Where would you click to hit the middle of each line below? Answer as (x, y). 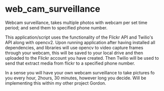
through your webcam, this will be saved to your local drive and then (74, 53)
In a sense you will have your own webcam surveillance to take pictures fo (80, 72)
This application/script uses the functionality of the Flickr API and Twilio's (79, 37)
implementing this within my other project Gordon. (56, 83)
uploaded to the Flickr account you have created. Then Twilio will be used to (82, 58)
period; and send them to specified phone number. (56, 27)
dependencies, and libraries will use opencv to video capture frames (74, 47)
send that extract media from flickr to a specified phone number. (70, 63)
